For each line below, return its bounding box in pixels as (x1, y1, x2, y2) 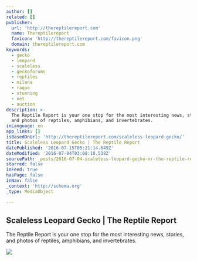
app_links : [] (6, 128, 41, 135)
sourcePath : (6, 156, 35, 162)
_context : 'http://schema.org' (6, 183, 83, 189)
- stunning (11, 90, 38, 96)
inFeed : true (6, 167, 38, 173)
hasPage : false (6, 172, 43, 178)
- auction (11, 101, 35, 107)
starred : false (6, 161, 43, 167)
